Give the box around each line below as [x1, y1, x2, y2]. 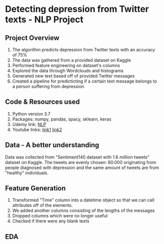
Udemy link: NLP [12, 121, 46, 127]
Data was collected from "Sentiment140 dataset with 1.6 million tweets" [5, 154, 150, 160]
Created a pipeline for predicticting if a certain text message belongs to [12, 78, 157, 84]
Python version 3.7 [12, 111, 51, 117]
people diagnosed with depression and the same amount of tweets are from [5, 164, 159, 170]
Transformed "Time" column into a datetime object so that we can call [12, 197, 155, 203]
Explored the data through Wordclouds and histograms [12, 68, 124, 74]
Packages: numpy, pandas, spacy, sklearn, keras [12, 116, 112, 122]
